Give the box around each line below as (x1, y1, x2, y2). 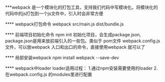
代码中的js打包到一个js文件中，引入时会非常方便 (5, 10, 103, 16)
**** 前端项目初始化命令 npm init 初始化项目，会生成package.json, (5, 32, 141, 37)
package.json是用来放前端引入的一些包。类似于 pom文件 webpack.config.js (5, 38, 161, 44)
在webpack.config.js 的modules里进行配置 (5, 72, 92, 77)
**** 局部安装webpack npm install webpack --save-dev (5, 55, 119, 61)
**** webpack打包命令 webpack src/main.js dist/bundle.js (5, 21, 124, 27)
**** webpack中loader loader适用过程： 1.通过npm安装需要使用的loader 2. (5, 65, 158, 71)
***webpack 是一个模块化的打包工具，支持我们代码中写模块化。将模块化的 (5, 4, 158, 10)
